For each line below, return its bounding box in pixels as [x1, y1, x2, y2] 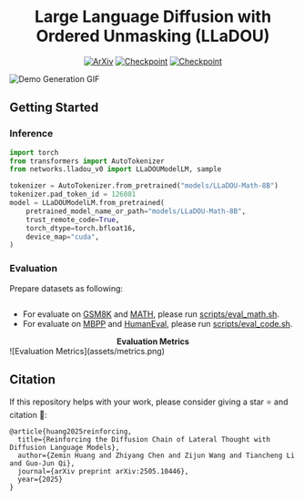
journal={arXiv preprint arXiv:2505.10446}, [17, 467, 189, 476]
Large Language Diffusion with [35, 6, 271, 27]
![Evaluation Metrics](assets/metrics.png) [9, 345, 166, 356]
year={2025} [17, 475, 64, 485]
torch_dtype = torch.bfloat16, [25, 223, 137, 233]
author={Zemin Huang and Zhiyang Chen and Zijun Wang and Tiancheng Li [17, 451, 296, 461]
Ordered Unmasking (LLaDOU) [35, 26, 270, 46]
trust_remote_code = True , [25, 215, 120, 224]
